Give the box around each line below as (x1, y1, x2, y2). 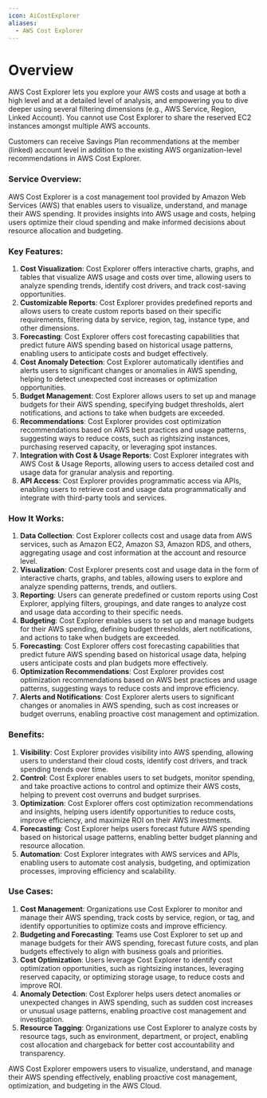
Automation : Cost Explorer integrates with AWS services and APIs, (19, 849, 241, 858)
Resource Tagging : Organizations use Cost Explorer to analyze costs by (19, 1023, 257, 1033)
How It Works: (8, 513, 65, 524)
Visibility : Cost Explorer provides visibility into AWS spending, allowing (19, 747, 253, 757)
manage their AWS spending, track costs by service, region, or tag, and (19, 912, 255, 922)
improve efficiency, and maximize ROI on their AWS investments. (19, 815, 233, 825)
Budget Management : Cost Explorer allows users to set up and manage (19, 390, 257, 400)
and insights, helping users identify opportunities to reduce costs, (19, 807, 236, 816)
